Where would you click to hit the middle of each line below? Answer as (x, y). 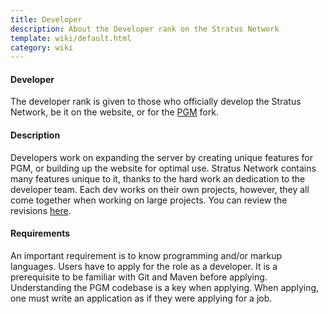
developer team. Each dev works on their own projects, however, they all (160, 189)
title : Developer (46, 19)
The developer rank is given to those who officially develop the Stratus (156, 102)
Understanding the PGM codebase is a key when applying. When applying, (165, 287)
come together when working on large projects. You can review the (149, 200)
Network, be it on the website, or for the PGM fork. (114, 112)
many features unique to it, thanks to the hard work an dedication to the (158, 178)
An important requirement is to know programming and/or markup (146, 255)
